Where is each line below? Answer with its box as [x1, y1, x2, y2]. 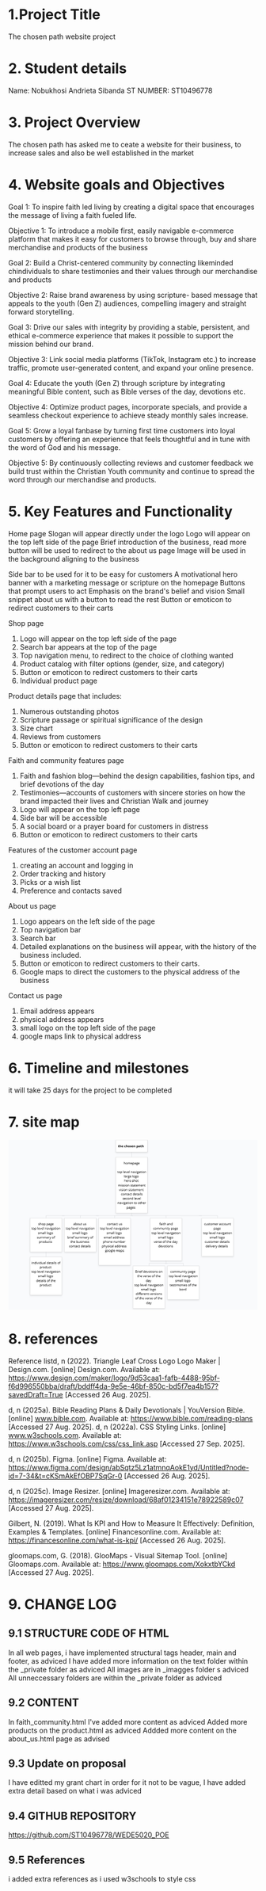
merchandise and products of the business [8, 242, 148, 252]
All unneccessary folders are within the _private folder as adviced [8, 1673, 222, 1683]
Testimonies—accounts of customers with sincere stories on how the [19, 787, 245, 797]
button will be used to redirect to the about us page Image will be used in [8, 545, 246, 555]
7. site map [8, 1113, 80, 1130]
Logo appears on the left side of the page [19, 917, 156, 926]
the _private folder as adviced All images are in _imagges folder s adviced [8, 1664, 249, 1674]
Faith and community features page [8, 755, 124, 765]
